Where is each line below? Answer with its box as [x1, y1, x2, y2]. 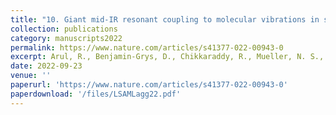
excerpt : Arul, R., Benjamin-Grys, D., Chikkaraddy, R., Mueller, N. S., [10, 52, 325, 62]
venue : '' [10, 71, 52, 81]
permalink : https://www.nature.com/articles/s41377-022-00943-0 [10, 42, 284, 53]
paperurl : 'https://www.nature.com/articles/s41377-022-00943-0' [10, 80, 288, 90]
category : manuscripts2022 [10, 33, 123, 43]
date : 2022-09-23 [10, 61, 83, 71]
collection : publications [10, 24, 118, 34]
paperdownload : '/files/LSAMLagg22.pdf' [10, 89, 182, 99]
